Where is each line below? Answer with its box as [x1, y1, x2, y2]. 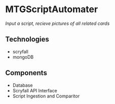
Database [12, 82, 33, 88]
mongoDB [12, 54, 34, 60]
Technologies [5, 35, 50, 44]
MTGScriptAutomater [5, 4, 98, 15]
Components [5, 68, 47, 77]
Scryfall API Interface [12, 87, 57, 93]
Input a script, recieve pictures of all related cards [5, 20, 110, 26]
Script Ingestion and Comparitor [12, 93, 80, 99]
